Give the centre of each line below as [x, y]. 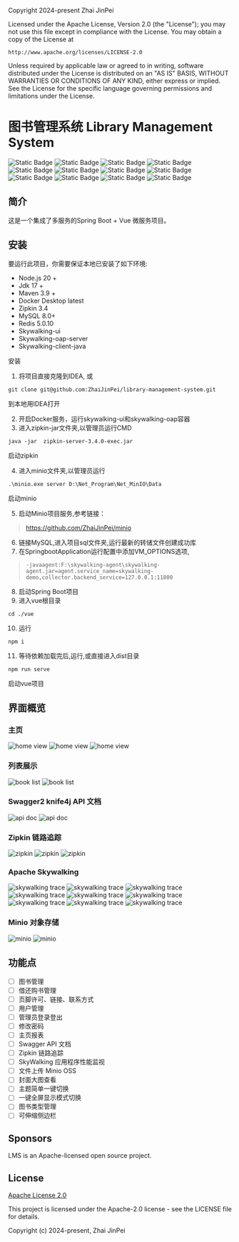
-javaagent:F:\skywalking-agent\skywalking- [93, 565]
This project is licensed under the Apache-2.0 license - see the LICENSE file [120, 1209]
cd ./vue [21, 614]
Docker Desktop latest [51, 301]
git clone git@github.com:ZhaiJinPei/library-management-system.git [112, 389]
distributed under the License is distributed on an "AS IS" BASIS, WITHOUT [118, 73]
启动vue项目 [26, 683]
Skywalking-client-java [52, 346]
